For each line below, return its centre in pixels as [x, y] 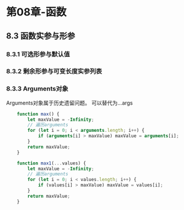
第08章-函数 [37, 12]
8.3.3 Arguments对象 [37, 89]
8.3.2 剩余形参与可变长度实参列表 [54, 72]
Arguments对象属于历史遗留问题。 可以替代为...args [70, 103]
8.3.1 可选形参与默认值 [38, 54]
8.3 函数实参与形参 [41, 36]
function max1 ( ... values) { [51, 163]
